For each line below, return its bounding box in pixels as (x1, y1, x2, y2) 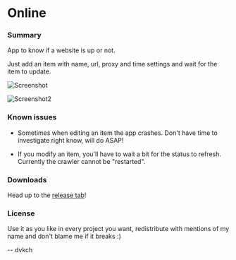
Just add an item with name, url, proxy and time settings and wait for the (7, 60, 218, 69)
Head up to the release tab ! (7, 191, 87, 199)
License (7, 208, 35, 218)
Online (7, 5, 47, 21)
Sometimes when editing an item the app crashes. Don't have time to (17, 129, 218, 137)
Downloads (7, 175, 47, 184)
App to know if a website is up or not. (7, 46, 116, 54)
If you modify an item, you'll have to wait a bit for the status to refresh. (17, 150, 222, 158)
